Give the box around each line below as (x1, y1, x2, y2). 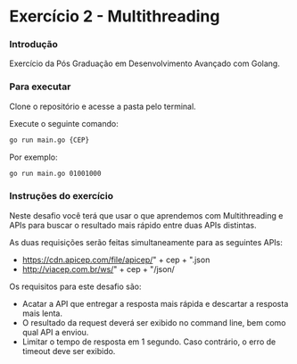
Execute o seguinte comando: (9, 118, 119, 128)
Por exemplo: (9, 152, 58, 162)
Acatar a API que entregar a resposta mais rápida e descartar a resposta (21, 298, 289, 309)
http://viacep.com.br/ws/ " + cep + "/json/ (21, 263, 176, 274)
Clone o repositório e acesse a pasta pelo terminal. (9, 101, 196, 112)
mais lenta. (21, 308, 63, 318)
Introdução (9, 38, 58, 51)
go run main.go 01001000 (9, 169, 102, 178)
